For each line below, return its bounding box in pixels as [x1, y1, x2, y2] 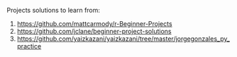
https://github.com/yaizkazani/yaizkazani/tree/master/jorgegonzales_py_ [16, 34, 230, 43]
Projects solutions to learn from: [6, 6, 101, 14]
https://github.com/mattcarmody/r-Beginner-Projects [16, 20, 172, 27]
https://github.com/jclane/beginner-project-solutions [16, 27, 172, 35]
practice [16, 42, 42, 50]
